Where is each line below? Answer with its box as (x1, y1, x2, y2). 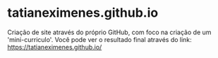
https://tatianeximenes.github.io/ (7, 43, 102, 51)
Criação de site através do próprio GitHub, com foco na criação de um (7, 28, 212, 36)
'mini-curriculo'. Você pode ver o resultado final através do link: (7, 35, 192, 43)
